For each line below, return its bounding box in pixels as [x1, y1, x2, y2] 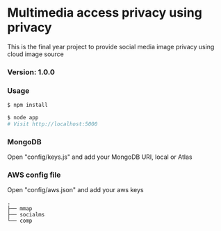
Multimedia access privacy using [7, 5, 203, 21]
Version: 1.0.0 [7, 67, 56, 77]
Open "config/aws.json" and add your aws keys [7, 186, 144, 194]
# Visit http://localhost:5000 [7, 120, 98, 128]
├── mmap [7, 205, 33, 212]
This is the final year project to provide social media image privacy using [7, 42, 215, 51]
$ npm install [7, 102, 49, 109]
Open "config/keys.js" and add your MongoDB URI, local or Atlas [7, 153, 193, 161]
